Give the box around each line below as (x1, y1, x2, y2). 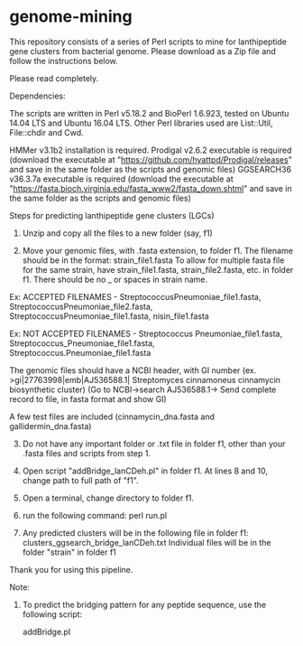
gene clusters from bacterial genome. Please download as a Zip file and (9, 45, 277, 56)
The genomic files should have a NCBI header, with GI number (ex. (9, 364, 257, 376)
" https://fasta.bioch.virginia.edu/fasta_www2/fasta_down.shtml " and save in (9, 183, 292, 193)
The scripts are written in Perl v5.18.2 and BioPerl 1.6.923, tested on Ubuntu (9, 108, 289, 118)
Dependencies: (9, 90, 66, 101)
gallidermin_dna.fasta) (9, 420, 92, 431)
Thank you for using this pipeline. (9, 564, 133, 575)
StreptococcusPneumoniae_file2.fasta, (9, 301, 153, 312)
